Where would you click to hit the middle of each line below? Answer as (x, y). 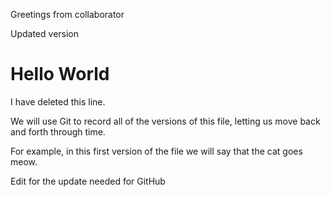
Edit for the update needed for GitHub (88, 181)
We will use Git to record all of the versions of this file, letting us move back (165, 121)
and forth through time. (58, 131)
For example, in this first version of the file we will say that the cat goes (156, 151)
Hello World (60, 74)
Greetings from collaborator (67, 14)
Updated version (45, 33)
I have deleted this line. (58, 101)
